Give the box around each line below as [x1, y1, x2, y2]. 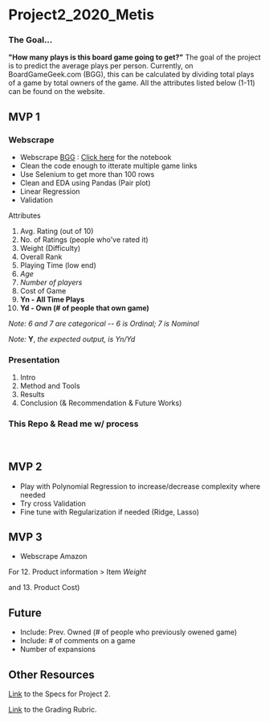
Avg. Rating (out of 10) [19, 227, 94, 236]
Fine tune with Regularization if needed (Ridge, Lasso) [19, 507, 199, 516]
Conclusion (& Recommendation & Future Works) [19, 398, 182, 408]
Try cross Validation [19, 498, 87, 508]
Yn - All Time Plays [19, 295, 85, 305]
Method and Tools [19, 381, 80, 391]
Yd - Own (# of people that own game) [19, 303, 150, 313]
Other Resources [8, 667, 95, 681]
